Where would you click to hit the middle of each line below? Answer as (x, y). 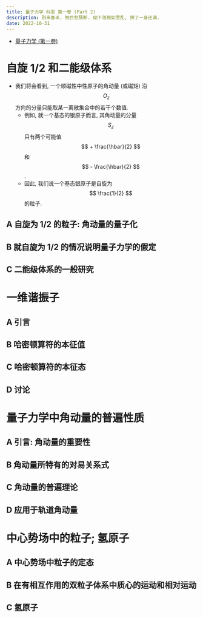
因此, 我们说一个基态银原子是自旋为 (68, 183)
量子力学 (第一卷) (36, 41)
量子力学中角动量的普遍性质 (75, 418)
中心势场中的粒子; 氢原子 (68, 538)
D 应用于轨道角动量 (42, 510)
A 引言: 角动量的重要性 (48, 442)
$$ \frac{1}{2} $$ (111, 193)
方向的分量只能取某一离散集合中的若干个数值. (72, 107)
